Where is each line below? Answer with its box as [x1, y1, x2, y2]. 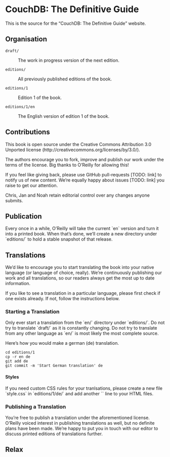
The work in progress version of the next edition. [18, 57, 120, 63]
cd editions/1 [5, 350, 35, 355]
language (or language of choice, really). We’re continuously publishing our [5, 269, 162, 276]
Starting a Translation [5, 308, 60, 315]
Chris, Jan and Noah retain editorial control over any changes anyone [5, 192, 150, 198]
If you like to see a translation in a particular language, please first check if [5, 290, 160, 296]
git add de [5, 359, 28, 364]
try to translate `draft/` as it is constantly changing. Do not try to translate [5, 325, 158, 331]
